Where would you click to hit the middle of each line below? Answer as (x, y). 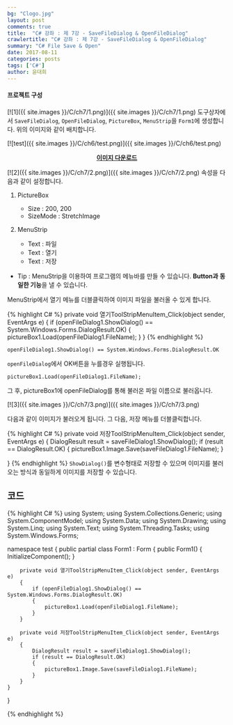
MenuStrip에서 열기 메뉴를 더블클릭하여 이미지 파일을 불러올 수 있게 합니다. (109, 299)
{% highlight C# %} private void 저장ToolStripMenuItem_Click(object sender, (116, 433)
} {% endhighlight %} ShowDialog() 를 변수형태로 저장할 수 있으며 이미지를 (109, 463)
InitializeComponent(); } (41, 556)
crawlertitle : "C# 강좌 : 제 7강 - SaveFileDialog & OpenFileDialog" (107, 40)
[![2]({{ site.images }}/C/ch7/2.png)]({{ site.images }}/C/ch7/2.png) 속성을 (113, 172)
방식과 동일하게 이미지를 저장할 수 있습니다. (79, 471)
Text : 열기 (42, 252)
